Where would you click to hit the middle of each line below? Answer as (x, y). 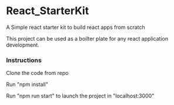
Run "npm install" (27, 84)
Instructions (24, 60)
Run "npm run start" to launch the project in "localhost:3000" (80, 96)
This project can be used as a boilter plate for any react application (87, 38)
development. (23, 45)
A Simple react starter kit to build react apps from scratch (76, 27)
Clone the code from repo (37, 73)
